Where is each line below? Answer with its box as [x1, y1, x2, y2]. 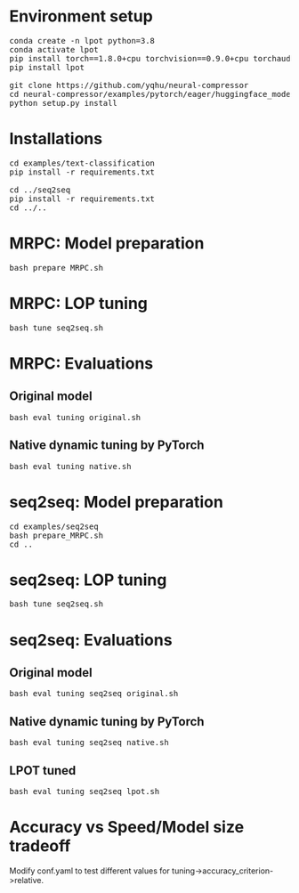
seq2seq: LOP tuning [9, 570, 167, 589]
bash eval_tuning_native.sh [9, 461, 132, 471]
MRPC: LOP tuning [9, 294, 149, 313]
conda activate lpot [9, 45, 100, 54]
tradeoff [9, 836, 71, 856]
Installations [9, 129, 103, 149]
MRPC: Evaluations [9, 353, 154, 373]
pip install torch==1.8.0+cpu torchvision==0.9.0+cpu [9, 53, 249, 63]
